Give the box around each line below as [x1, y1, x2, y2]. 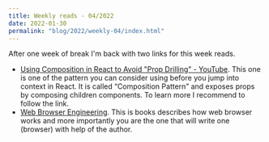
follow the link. [19, 98, 70, 109]
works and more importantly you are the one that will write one [19, 116, 230, 126]
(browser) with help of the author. [19, 124, 133, 134]
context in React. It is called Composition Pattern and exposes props [19, 81, 255, 91]
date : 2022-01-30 [8, 19, 67, 27]
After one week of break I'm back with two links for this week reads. [8, 49, 236, 59]
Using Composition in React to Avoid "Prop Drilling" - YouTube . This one [19, 65, 261, 74]
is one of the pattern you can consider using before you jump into [19, 73, 240, 83]
